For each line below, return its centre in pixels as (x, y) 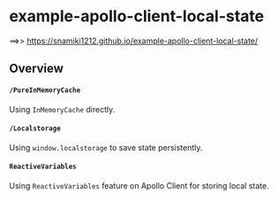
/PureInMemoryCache (45, 90)
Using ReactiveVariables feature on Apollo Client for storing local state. (139, 185)
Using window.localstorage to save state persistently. (106, 147)
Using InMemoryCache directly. (62, 109)
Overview (37, 69)
